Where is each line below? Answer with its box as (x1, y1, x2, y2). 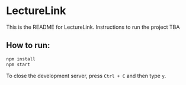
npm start (6, 62, 31, 67)
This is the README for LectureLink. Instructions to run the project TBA (6, 23, 180, 30)
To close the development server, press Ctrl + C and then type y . (6, 72, 166, 79)
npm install (6, 56, 36, 62)
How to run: (6, 40, 50, 50)
